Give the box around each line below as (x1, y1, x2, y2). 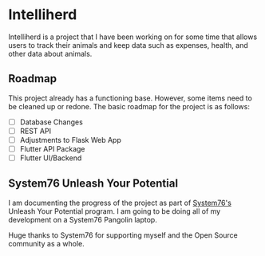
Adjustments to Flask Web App (19, 135, 121, 144)
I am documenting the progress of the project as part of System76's (8, 198, 231, 207)
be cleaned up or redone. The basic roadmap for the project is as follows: (8, 101, 250, 111)
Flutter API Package (19, 144, 85, 153)
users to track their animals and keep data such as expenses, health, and (8, 40, 249, 49)
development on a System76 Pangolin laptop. (8, 215, 157, 224)
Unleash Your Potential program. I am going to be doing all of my (8, 206, 221, 216)
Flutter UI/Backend (19, 153, 82, 163)
